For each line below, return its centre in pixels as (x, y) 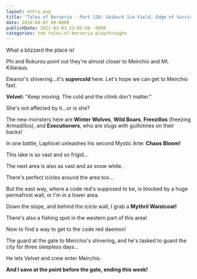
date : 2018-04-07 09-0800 (38, 22)
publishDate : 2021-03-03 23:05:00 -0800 (56, 28)
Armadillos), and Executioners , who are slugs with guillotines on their (90, 126)
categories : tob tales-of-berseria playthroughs (67, 33)
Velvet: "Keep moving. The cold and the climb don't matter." (79, 97)
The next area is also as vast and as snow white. (64, 166)
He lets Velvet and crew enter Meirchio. (54, 258)
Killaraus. (17, 68)
